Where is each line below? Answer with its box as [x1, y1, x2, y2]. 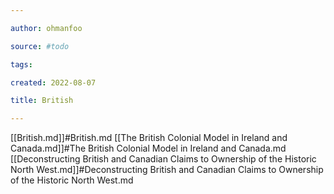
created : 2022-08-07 [10, 77, 97, 88]
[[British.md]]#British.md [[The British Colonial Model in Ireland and [10, 132, 288, 144]
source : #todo [10, 41, 70, 51]
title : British [10, 96, 74, 106]
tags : [10, 59, 33, 70]
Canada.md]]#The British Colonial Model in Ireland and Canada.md [10, 142, 287, 155]
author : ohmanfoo [10, 23, 83, 33]
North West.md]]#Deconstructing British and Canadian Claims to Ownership [10, 164, 324, 176]
